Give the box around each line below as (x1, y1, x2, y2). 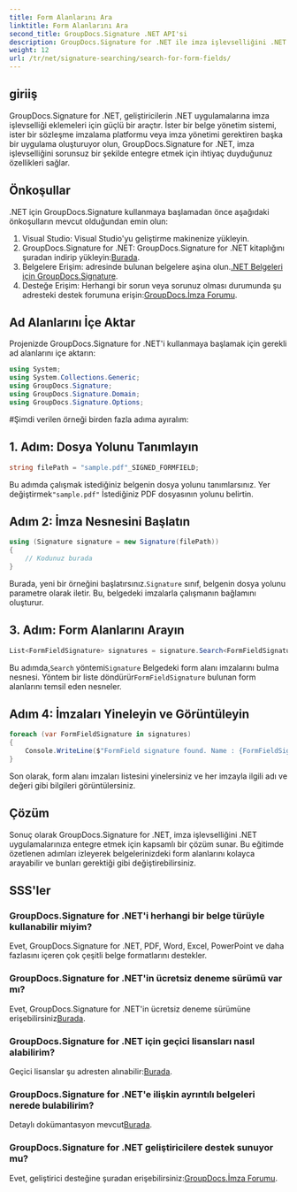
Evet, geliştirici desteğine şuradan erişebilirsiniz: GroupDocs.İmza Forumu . (9, 1173, 278, 1183)
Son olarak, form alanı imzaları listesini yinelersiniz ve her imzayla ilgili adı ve (9, 771, 288, 781)
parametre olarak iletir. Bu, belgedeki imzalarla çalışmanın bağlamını (9, 588, 256, 598)
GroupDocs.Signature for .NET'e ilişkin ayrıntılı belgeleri (9, 1088, 255, 1100)
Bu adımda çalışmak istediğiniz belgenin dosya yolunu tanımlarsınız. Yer (9, 479, 271, 489)
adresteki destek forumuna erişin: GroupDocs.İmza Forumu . (21, 289, 238, 300)
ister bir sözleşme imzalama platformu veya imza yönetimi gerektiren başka (9, 129, 283, 140)
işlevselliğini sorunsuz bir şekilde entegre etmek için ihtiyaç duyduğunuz (9, 148, 273, 158)
